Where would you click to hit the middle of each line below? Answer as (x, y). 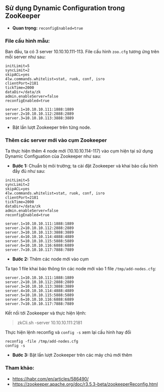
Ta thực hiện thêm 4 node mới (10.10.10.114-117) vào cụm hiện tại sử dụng (79, 151)
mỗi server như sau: (25, 57)
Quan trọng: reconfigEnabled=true (47, 28)
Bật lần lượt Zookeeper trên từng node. (52, 127)
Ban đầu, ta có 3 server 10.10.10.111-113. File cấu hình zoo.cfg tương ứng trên (82, 52)
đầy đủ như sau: (29, 171)
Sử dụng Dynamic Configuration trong (65, 8)
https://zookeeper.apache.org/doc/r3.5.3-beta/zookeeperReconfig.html (85, 384)
